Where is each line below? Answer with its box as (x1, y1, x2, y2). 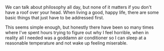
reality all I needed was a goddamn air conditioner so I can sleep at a (5, 35, 147, 41)
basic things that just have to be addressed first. (5, 15, 105, 20)
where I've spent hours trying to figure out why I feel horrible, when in (5, 30, 149, 35)
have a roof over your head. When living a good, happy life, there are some (5, 9, 159, 15)
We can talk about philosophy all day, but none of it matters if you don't (5, 4, 152, 10)
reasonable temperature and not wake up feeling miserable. (5, 40, 128, 46)
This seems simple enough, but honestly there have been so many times (5, 24, 154, 30)
